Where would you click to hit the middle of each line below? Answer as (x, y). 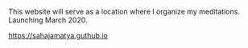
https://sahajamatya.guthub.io (58, 36)
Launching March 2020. (48, 20)
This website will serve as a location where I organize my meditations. (124, 12)
